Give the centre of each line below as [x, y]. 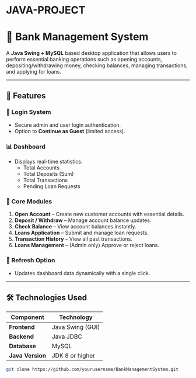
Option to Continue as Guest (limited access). [70, 131]
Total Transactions [45, 180]
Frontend [22, 327]
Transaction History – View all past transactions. [73, 239]
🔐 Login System [29, 112]
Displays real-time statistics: [48, 162]
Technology [76, 317]
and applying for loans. [34, 72]
